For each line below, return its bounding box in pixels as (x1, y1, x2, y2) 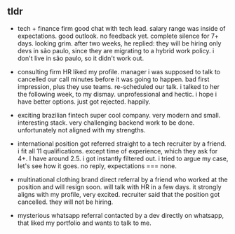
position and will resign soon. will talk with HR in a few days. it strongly (17, 182, 222, 191)
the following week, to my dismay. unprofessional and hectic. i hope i (17, 90, 217, 98)
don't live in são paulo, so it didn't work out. (17, 54, 145, 62)
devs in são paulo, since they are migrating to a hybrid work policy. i (17, 46, 215, 55)
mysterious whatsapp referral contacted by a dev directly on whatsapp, (17, 211, 224, 219)
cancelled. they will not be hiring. (17, 198, 114, 206)
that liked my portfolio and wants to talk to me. (17, 219, 152, 227)
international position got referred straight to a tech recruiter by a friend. (17, 139, 227, 148)
